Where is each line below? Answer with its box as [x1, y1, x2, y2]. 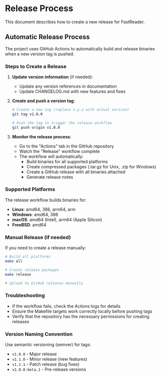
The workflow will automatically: [19, 153, 84, 159]
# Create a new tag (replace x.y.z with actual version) [12, 107, 130, 112]
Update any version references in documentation [19, 83, 117, 90]
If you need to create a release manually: [5, 245, 87, 251]
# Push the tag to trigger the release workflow [12, 120, 112, 125]
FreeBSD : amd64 [12, 222, 47, 227]
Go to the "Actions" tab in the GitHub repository [19, 143, 114, 149]
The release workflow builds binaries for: [5, 197, 87, 203]
